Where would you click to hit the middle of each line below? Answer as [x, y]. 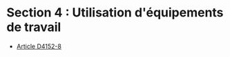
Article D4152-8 [39, 46]
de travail [34, 27]
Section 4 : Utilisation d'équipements [115, 13]
